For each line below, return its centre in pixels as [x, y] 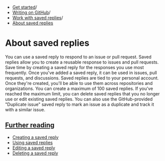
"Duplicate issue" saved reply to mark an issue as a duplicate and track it [80, 104]
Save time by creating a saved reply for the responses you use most [75, 67]
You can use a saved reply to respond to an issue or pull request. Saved [78, 57]
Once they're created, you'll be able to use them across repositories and [79, 83]
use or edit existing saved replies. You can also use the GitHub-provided [79, 99]
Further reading [30, 125]
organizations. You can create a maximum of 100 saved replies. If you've [79, 88]
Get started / [25, 7]
